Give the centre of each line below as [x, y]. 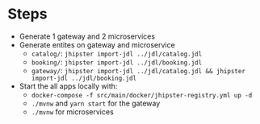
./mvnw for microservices [72, 112]
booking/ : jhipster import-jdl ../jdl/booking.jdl [117, 62]
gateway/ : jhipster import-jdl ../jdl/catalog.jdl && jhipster [138, 70]
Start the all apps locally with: [68, 86]
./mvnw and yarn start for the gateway [96, 103]
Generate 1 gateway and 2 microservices [87, 36]
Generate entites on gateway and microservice [97, 44]
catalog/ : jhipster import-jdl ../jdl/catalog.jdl [117, 53]
